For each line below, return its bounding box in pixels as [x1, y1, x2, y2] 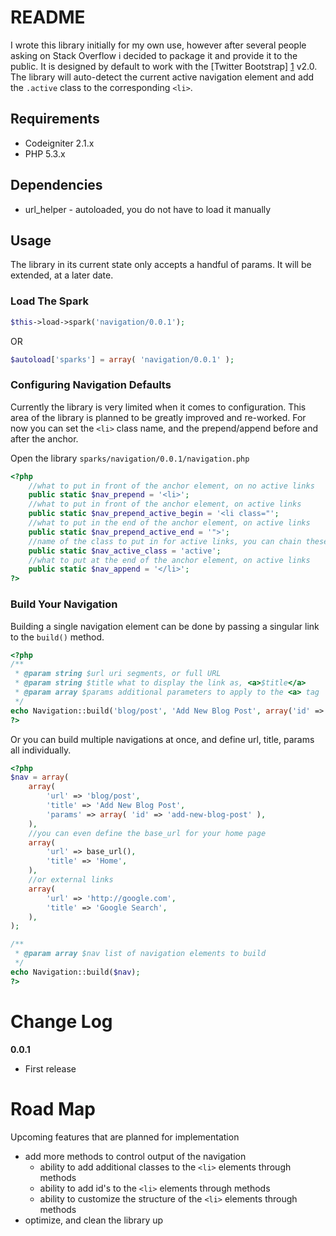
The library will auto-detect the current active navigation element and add [10, 71, 315, 83]
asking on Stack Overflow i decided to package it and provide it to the [10, 49, 298, 61]
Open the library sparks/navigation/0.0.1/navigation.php [10, 452, 250, 464]
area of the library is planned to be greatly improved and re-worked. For [10, 411, 307, 423]
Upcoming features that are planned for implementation [10, 1131, 240, 1143]
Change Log [10, 1010, 113, 1033]
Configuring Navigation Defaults [10, 378, 172, 392]
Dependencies [10, 177, 103, 194]
